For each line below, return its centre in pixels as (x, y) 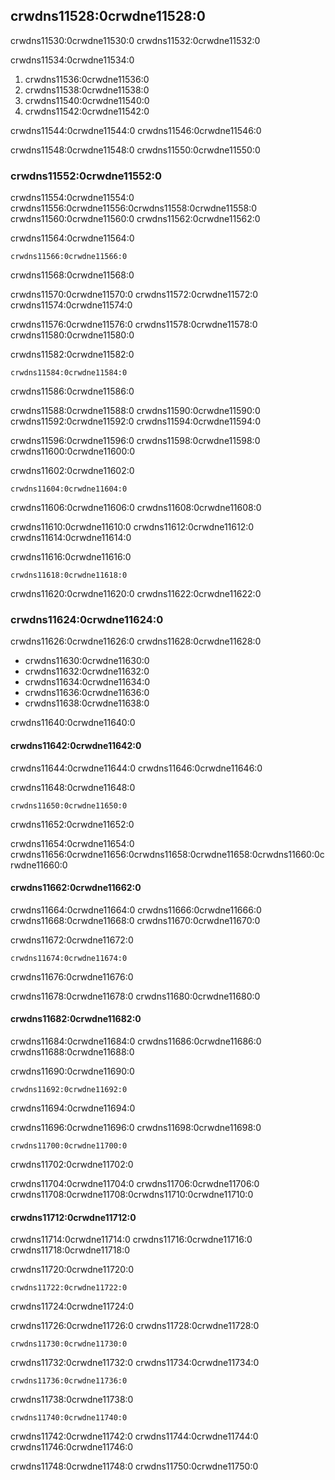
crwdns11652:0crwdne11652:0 (72, 824)
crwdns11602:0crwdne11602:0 (72, 471)
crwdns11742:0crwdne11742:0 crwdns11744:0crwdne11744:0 (134, 1436)
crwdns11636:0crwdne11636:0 (87, 693)
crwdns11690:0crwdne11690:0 (72, 1071)
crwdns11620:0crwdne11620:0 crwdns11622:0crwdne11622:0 (136, 594)
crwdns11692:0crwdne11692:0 (69, 1090)
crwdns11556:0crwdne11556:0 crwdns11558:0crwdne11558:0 (134, 208)
